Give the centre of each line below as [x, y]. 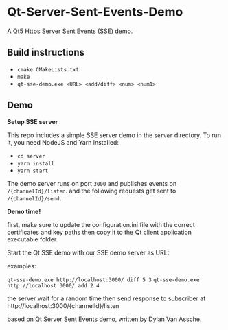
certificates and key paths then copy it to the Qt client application [100, 232]
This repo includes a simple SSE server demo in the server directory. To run [114, 135]
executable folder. [33, 239]
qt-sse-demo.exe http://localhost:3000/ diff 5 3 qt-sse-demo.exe [103, 280]
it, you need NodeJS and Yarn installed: [63, 142]
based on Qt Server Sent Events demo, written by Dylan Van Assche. [104, 319]
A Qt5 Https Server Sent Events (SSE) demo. [70, 31]
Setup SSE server [33, 121]
